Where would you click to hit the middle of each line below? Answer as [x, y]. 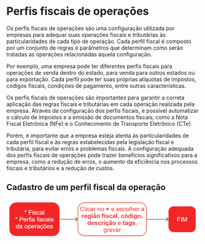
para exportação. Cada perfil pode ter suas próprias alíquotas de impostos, [101, 79]
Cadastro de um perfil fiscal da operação [86, 187]
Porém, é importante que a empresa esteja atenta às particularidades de [98, 135]
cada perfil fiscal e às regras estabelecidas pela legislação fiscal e [90, 142]
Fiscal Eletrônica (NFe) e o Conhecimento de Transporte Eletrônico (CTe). [99, 123]
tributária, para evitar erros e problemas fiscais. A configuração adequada [100, 148]
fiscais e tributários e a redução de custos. [60, 168]
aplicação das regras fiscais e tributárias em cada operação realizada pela [101, 104]
